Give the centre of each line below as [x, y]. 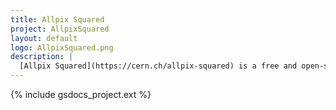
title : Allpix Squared [57, 19]
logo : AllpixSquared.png [62, 47]
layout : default [44, 38]
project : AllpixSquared [60, 29]
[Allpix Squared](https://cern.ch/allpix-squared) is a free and [158, 66]
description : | [42, 57]
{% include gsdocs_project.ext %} [81, 94]
